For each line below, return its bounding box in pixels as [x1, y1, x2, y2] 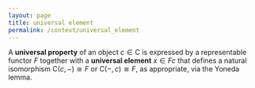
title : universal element [8, 19, 93, 27]
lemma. [8, 72, 32, 82]
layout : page [8, 11, 51, 20]
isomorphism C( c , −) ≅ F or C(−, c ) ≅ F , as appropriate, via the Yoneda [8, 64, 240, 74]
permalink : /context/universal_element [8, 26, 140, 34]
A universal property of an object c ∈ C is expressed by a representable [8, 48, 247, 57]
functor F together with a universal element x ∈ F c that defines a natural [8, 56, 247, 65]
